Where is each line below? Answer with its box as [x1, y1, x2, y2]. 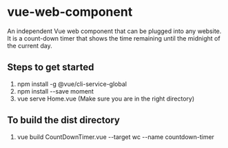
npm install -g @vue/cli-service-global [17, 80, 127, 88]
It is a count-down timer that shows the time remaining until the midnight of [7, 34, 220, 42]
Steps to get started [7, 61, 94, 73]
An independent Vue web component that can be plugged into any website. [7, 27, 222, 35]
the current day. [7, 41, 53, 50]
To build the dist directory [7, 114, 121, 126]
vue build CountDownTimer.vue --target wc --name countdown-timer [17, 132, 215, 141]
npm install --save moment [17, 87, 94, 95]
